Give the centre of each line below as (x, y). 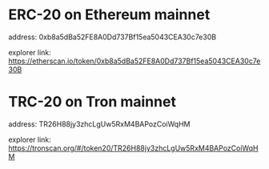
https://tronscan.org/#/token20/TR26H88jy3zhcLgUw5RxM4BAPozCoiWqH (133, 148)
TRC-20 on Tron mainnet (92, 102)
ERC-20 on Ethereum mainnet (109, 15)
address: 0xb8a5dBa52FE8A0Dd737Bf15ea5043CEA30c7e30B (112, 37)
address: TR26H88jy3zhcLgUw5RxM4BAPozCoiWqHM (99, 124)
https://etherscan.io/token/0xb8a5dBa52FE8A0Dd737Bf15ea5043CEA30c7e (134, 61)
